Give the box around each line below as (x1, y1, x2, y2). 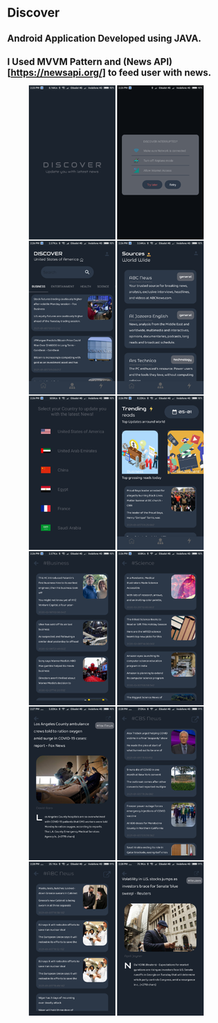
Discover (7, 5, 60, 21)
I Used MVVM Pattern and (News (7, 55, 152, 67)
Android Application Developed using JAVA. (7, 33, 202, 44)
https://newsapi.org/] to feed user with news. (10, 66, 212, 78)
